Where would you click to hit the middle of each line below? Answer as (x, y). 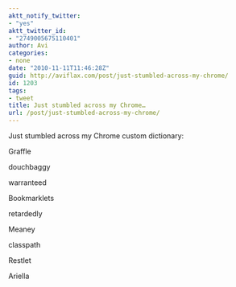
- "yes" (21, 23)
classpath (25, 245)
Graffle (20, 151)
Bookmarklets (31, 198)
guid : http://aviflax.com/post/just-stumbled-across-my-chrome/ (118, 76)
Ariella (19, 276)
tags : (17, 90)
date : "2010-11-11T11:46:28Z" (59, 68)
